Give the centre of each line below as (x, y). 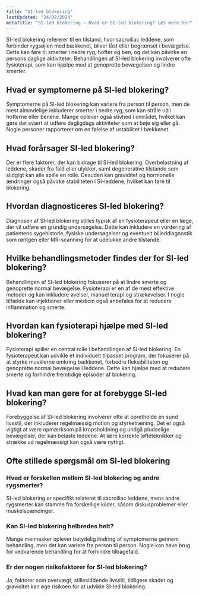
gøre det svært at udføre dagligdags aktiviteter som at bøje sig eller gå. (93, 123)
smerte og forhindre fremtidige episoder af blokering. (71, 374)
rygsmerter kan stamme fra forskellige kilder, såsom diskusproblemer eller (97, 504)
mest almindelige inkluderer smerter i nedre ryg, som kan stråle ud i (89, 111)
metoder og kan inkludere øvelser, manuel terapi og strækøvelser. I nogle (95, 294)
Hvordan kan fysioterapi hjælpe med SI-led (87, 326)
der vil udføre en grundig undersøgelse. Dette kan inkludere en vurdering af (99, 227)
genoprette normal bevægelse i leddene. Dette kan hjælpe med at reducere (98, 368)
